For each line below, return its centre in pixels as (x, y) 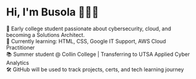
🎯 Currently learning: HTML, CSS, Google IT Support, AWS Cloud (86, 41)
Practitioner (21, 48)
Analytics (18, 62)
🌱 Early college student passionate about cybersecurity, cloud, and (89, 29)
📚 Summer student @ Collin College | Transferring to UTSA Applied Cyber (98, 54)
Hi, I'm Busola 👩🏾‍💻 (53, 12)
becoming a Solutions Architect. (45, 34)
